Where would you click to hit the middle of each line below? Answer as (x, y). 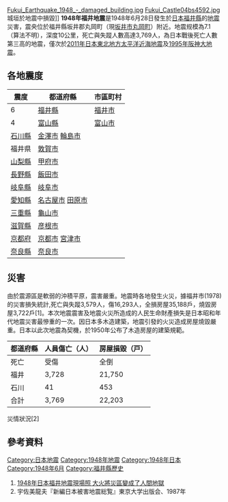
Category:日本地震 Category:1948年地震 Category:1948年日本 (94, 460)
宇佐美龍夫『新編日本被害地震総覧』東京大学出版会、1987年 (101, 492)
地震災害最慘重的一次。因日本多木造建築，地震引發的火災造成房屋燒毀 (111, 321)
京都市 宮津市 (59, 238)
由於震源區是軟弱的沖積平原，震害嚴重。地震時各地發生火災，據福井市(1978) (114, 296)
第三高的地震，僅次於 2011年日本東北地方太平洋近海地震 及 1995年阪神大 (107, 43)
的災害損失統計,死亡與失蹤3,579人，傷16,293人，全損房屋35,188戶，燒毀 (109, 304)
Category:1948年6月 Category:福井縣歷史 (66, 468)
